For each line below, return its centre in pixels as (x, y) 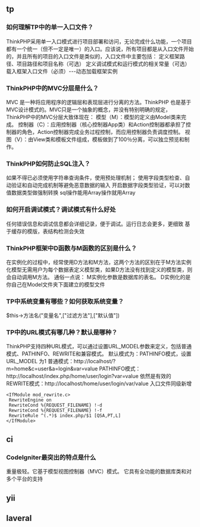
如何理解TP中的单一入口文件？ (50, 27)
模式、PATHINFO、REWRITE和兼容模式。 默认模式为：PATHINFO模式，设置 (99, 354)
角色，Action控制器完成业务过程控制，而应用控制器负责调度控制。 (103, 132)
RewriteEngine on (30, 400)
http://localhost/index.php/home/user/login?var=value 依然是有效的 (89, 376)
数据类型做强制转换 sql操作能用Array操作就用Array (73, 193)
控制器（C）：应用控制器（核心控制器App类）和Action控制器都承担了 (102, 124)
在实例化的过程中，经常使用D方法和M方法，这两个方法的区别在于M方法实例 (99, 262)
